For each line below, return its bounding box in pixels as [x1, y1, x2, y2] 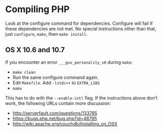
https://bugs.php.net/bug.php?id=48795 [12, 115, 97, 121]
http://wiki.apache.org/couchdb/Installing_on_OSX [12, 120, 117, 127]
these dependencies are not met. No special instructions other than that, [5, 25, 156, 31]
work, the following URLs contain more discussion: [5, 100, 111, 106]
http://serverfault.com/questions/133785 [12, 110, 98, 116]
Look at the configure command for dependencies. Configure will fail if [5, 20, 153, 26]
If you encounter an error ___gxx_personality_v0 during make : [5, 59, 133, 65]
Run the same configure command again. [12, 74, 99, 80]
